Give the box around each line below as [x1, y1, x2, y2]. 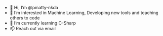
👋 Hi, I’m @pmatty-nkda [9, 5, 58, 10]
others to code [9, 15, 40, 20]
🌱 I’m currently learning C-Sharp [9, 20, 76, 26]
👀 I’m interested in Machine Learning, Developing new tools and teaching [9, 10, 159, 16]
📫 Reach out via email [9, 26, 56, 31]
